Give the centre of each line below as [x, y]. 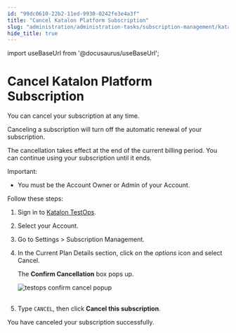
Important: [22, 172]
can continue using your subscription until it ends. [80, 158]
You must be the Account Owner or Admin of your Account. [104, 185]
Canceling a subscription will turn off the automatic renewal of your [105, 130]
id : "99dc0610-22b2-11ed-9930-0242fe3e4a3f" [73, 14]
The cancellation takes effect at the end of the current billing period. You [112, 151]
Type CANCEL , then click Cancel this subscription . [89, 308]
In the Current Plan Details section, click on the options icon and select [120, 253]
